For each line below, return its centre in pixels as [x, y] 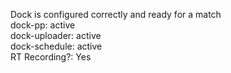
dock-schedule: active [56, 46]
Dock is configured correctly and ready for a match [116, 14]
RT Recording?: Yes [51, 57]
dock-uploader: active [56, 35]
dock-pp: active [43, 25]
